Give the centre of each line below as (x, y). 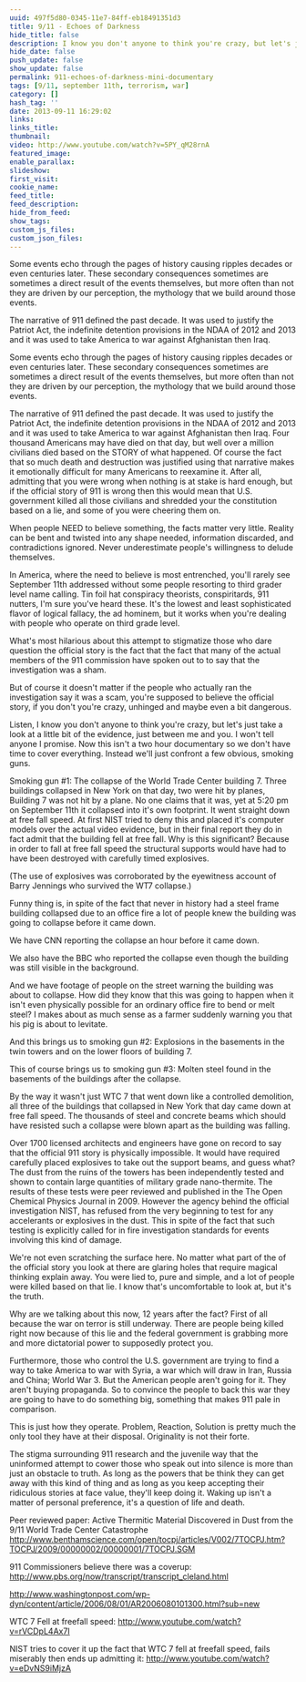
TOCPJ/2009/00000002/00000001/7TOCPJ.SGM (102, 1549)
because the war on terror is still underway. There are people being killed (147, 1324)
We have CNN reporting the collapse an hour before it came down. (134, 940)
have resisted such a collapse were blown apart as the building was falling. (150, 1125)
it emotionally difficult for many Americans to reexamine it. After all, (136, 472)
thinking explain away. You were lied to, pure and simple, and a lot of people (152, 1277)
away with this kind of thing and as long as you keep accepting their (137, 1483)
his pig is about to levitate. (59, 1024)
